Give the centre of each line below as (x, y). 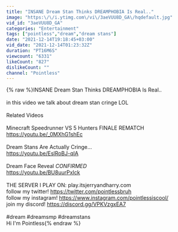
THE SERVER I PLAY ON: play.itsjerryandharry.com (69, 185)
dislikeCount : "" (28, 67)
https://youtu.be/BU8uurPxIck (43, 173)
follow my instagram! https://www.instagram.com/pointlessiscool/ (88, 198)
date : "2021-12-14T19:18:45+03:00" (51, 39)
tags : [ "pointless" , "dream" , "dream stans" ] (61, 34)
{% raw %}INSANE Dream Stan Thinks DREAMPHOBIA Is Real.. (84, 90)
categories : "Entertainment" (43, 28)
